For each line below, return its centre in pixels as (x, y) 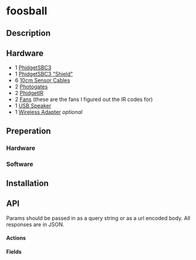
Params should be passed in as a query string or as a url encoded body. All (98, 218)
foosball (27, 11)
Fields (14, 252)
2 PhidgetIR (29, 93)
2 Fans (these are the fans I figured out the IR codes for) (84, 99)
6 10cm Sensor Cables (42, 80)
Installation (27, 183)
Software (20, 164)
